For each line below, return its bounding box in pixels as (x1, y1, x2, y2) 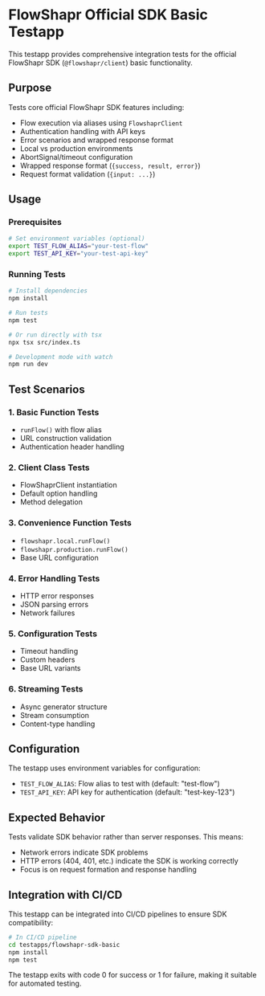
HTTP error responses (19, 590, 95, 600)
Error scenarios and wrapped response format (19, 135, 174, 145)
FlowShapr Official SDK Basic (8, 6, 209, 24)
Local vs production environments (19, 143, 133, 153)
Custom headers (19, 655, 75, 664)
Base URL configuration (19, 553, 99, 562)
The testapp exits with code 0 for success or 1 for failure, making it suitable (8, 970, 257, 980)
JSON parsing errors (19, 599, 89, 609)
